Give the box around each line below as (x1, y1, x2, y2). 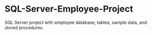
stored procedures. (4, 24, 44, 30)
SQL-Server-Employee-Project (4, 3, 133, 15)
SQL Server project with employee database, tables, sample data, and (4, 19, 147, 25)
